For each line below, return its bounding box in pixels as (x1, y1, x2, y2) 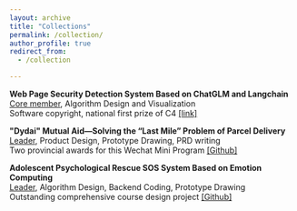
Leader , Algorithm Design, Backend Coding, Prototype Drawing (9, 182, 246, 192)
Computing (9, 172, 53, 183)
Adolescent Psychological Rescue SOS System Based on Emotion (9, 163, 262, 173)
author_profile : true (9, 38, 92, 48)
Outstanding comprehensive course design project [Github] (9, 192, 233, 202)
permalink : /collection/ (9, 30, 104, 39)
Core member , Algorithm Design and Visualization (9, 98, 196, 109)
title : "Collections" (9, 22, 92, 31)
